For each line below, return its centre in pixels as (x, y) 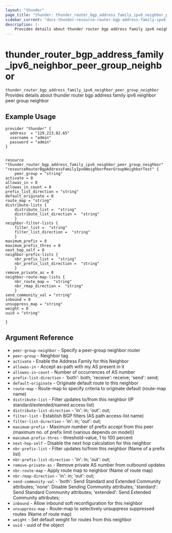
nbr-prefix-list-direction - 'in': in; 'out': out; (61, 459)
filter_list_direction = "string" (52, 232)
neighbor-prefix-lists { (32, 254)
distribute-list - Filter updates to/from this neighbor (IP (73, 399)
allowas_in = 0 (21, 182)
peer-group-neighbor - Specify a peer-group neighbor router (77, 350)
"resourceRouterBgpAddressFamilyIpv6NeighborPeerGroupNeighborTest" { (82, 169)
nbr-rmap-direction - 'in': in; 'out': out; (53, 475)
